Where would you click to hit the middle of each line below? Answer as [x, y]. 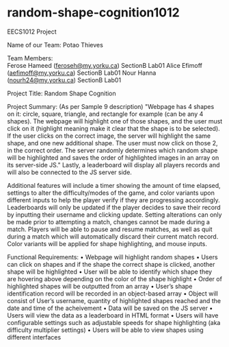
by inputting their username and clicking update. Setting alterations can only [114, 215]
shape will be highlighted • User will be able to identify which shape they [110, 272]
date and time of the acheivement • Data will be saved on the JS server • [110, 308]
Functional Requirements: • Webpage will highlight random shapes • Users [112, 257]
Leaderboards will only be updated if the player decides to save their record [114, 207]
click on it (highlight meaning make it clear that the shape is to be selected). [113, 128]
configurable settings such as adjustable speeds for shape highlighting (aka [114, 322]
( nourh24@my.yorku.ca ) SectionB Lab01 [64, 80]
